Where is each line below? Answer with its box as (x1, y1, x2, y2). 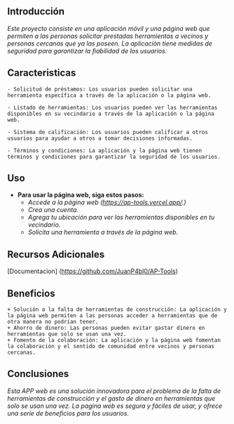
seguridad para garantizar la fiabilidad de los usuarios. (7, 46, 167, 55)
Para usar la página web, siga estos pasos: (17, 191, 144, 199)
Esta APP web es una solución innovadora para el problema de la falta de (7, 386, 221, 395)
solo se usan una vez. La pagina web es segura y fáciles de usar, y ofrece (7, 402, 223, 410)
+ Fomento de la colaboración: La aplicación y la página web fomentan (7, 337, 221, 344)
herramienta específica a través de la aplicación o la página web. (7, 91, 212, 99)
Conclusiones (7, 368, 69, 380)
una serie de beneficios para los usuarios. (7, 409, 130, 417)
